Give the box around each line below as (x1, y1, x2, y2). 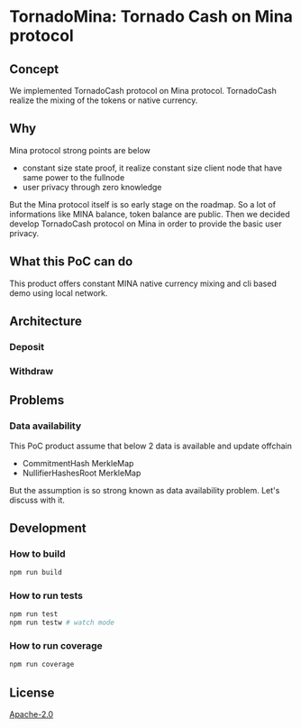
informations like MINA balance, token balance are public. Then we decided (9, 208, 290, 219)
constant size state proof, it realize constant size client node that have (22, 162, 283, 173)
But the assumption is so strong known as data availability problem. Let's (9, 484, 280, 495)
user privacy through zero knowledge (22, 181, 162, 192)
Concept (9, 61, 59, 77)
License (9, 685, 55, 700)
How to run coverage (9, 640, 104, 652)
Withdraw (9, 364, 54, 377)
